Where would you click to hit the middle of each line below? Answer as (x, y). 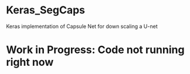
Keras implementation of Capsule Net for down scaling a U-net (82, 26)
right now (30, 62)
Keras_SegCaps (46, 10)
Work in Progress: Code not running (95, 50)
